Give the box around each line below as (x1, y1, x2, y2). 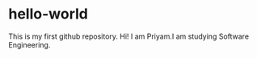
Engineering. (8, 39, 51, 49)
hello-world (8, 5, 89, 23)
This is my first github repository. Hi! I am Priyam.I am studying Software (8, 31, 249, 41)
